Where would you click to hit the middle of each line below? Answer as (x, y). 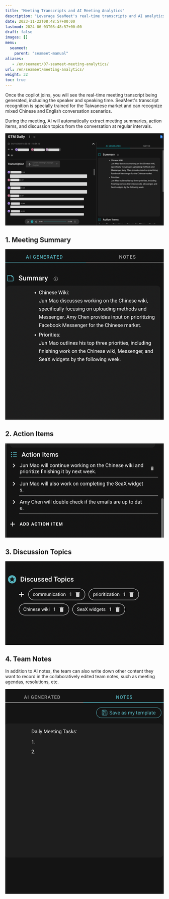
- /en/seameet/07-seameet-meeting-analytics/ (60, 64)
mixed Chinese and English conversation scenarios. (59, 111)
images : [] (17, 37)
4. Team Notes (28, 659)
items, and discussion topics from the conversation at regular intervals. (79, 126)
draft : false (19, 32)
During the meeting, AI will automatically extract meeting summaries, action (83, 121)
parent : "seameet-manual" (41, 53)
